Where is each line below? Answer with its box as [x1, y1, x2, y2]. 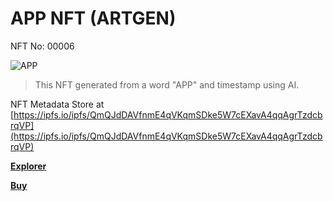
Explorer [10, 160, 47, 172]
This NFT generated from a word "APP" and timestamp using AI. [34, 78, 300, 91]
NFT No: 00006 [10, 40, 75, 52]
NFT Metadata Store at [10, 98, 105, 110]
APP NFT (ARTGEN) [10, 7, 177, 30]
